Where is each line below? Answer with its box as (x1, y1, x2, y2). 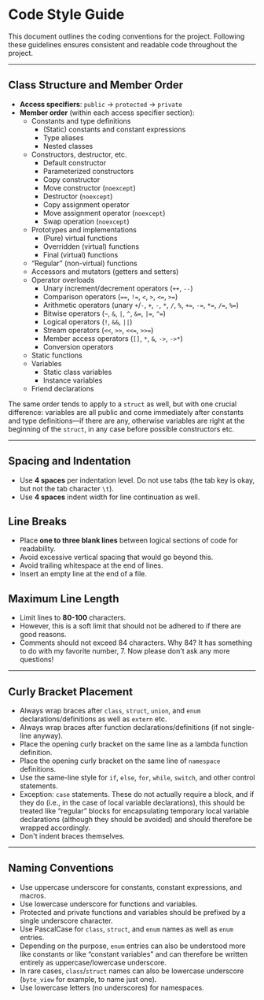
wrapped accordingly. (19, 823, 91, 832)
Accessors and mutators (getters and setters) (31, 266, 179, 276)
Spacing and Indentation (8, 454, 131, 468)
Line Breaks (8, 514, 67, 528)
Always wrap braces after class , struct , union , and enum (19, 706, 201, 715)
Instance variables (42, 376, 103, 385)
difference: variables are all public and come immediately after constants (8, 407, 244, 417)
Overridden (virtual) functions (42, 242, 140, 251)
